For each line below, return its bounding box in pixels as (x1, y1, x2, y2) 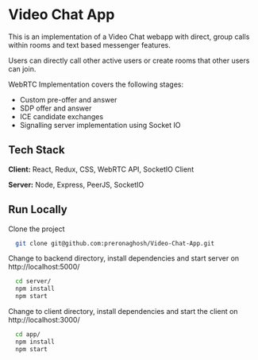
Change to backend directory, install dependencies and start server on (8, 254, 240, 263)
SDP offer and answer (19, 103, 92, 113)
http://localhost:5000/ (8, 262, 80, 272)
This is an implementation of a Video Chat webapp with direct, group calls (8, 32, 250, 41)
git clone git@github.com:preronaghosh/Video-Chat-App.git (15, 239, 215, 247)
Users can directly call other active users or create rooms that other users (8, 56, 250, 65)
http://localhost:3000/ (8, 315, 81, 325)
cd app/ (15, 331, 41, 339)
